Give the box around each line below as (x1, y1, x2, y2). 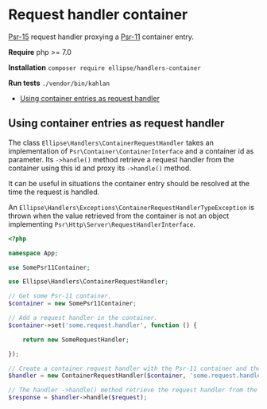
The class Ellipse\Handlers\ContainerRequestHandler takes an (8, 138, 215, 147)
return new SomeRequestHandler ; (22, 336, 130, 344)
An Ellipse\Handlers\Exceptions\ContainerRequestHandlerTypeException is (8, 202, 254, 212)
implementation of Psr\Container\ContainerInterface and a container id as (8, 146, 254, 156)
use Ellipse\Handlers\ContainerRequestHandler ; (8, 278, 169, 286)
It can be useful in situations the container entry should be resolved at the (8, 178, 250, 188)
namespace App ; (8, 249, 59, 257)
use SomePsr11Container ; (8, 263, 91, 271)
